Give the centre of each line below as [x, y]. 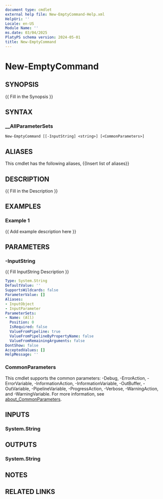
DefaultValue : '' [23, 286]
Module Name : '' [22, 28]
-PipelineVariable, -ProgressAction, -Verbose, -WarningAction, [95, 389]
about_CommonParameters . [34, 399]
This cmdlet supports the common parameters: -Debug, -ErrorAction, [76, 378]
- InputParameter [23, 308]
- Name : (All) [20, 318]
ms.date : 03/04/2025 [26, 33]
